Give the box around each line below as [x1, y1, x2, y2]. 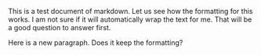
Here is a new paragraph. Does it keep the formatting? [8, 38, 183, 47]
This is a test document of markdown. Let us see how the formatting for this [8, 7, 253, 15]
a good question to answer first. [8, 23, 111, 32]
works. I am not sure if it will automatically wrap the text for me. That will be [8, 15, 252, 24]
